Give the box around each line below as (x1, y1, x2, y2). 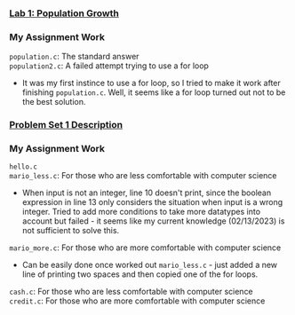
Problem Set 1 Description (9, 119, 123, 131)
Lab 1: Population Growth (9, 7, 120, 20)
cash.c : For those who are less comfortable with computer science (9, 287, 253, 297)
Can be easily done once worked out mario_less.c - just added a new (21, 260, 278, 271)
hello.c (9, 162, 38, 171)
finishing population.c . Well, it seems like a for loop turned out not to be (21, 87, 286, 98)
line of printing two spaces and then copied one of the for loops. (21, 269, 259, 280)
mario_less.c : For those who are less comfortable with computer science (9, 170, 277, 181)
